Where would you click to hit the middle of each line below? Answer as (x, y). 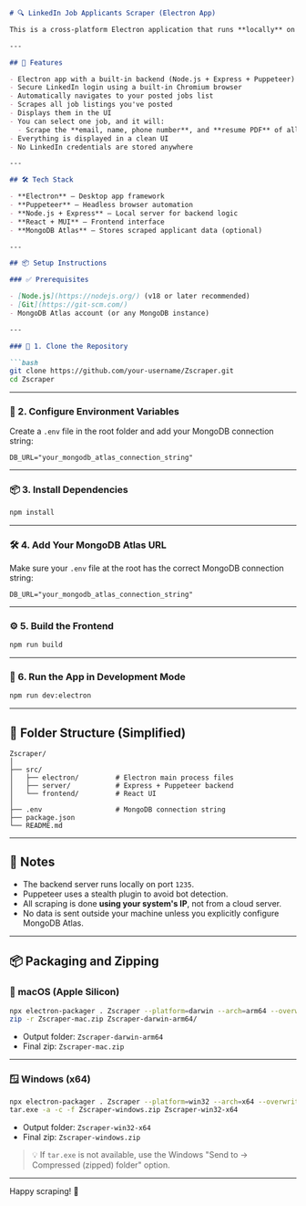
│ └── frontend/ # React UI (83, 794)
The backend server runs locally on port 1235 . (108, 884)
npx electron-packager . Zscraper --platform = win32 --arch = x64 (132, 1101)
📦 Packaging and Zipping (84, 962)
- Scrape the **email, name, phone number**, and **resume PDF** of (150, 130)
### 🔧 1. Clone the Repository (69, 346)
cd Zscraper (32, 380)
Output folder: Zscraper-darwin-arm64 (93, 1037)
